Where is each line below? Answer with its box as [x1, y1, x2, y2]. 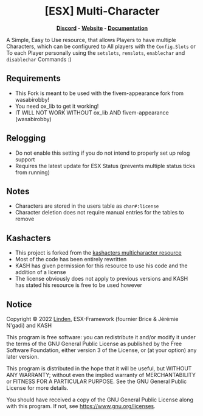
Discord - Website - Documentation [56, 24, 148, 32]
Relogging [6, 133, 46, 144]
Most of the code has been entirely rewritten [15, 256, 127, 263]
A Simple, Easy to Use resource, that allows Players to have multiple [6, 36, 176, 43]
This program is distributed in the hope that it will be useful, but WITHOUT [6, 365, 192, 372]
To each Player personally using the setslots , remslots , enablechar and [6, 49, 185, 56]
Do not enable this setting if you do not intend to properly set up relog [15, 149, 190, 157]
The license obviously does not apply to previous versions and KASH [15, 275, 188, 283]
